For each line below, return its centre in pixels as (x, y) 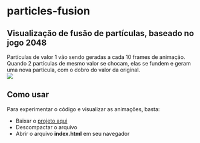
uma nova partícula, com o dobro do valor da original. (74, 70)
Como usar (28, 95)
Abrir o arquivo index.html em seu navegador (73, 133)
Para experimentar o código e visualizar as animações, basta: (83, 109)
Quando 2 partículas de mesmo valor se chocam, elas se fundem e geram (99, 63)
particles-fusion (48, 11)
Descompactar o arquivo (46, 127)
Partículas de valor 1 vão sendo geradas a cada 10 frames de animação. (96, 57)
